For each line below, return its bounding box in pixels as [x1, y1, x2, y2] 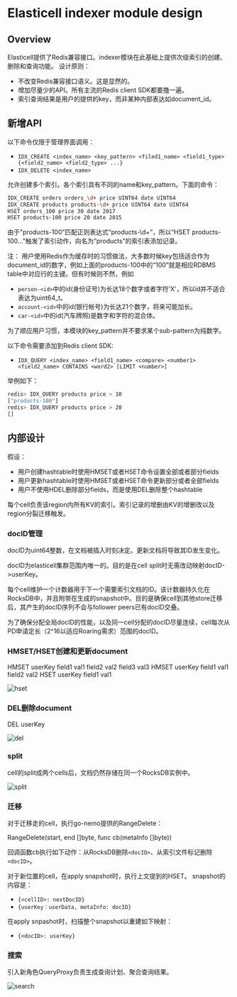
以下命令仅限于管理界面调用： [7, 137, 94, 146]
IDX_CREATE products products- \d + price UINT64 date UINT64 [7, 201, 189, 208]
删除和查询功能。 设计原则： [7, 62, 90, 70]
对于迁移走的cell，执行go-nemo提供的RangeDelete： [7, 819, 163, 828]
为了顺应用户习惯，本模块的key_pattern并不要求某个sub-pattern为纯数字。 [7, 327, 226, 335]
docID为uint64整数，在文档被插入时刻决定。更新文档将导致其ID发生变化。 [7, 545, 224, 555]
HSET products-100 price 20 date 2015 [7, 214, 122, 222]
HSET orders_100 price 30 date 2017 [7, 207, 116, 214]
